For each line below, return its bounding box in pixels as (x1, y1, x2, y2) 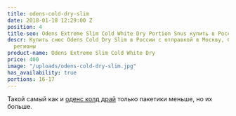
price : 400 (7, 56, 39, 63)
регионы (13, 43, 37, 50)
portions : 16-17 (7, 75, 55, 83)
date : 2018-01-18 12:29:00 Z (7, 17, 93, 24)
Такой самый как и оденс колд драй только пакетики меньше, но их (7, 95, 213, 103)
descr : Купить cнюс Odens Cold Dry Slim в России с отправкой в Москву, (7, 37, 225, 44)
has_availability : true (7, 69, 77, 76)
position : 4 (7, 23, 42, 30)
